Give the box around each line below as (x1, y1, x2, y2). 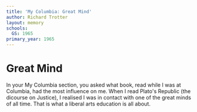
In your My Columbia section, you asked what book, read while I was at (6, 81, 181, 88)
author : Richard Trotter (6, 14, 68, 20)
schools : (6, 25, 28, 31)
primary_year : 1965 (6, 36, 55, 42)
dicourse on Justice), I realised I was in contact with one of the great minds (6, 94, 192, 101)
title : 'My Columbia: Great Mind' (6, 8, 93, 15)
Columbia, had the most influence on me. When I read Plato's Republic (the (6, 87, 191, 95)
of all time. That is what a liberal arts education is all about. (6, 100, 151, 107)
